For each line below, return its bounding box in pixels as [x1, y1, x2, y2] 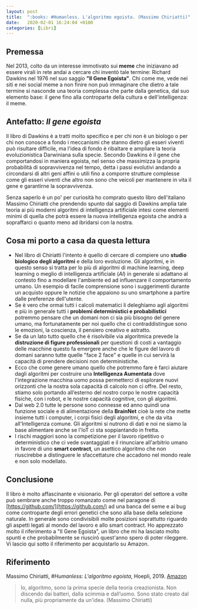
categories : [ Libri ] [6, 25, 57, 31]
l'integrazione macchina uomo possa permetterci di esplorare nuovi [14, 376, 179, 383]
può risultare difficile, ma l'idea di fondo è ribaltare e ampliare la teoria [6, 145, 176, 152]
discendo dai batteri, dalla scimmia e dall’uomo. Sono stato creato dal [20, 590, 189, 597]
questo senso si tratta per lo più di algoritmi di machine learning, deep [14, 264, 184, 271]
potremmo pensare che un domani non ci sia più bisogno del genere [14, 314, 181, 321]
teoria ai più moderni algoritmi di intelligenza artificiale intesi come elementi [6, 206, 189, 213]
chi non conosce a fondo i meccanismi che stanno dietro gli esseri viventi [6, 139, 184, 146]
